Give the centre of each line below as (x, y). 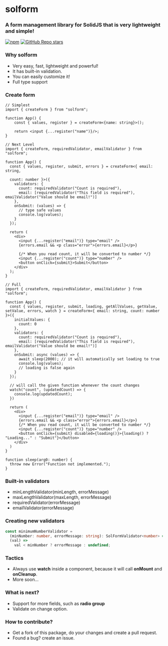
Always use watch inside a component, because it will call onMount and (87, 569)
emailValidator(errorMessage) (43, 508)
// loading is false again (46, 368)
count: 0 (27, 324)
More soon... (25, 579)
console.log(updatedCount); (43, 394)
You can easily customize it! (41, 77)
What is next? (22, 592)
